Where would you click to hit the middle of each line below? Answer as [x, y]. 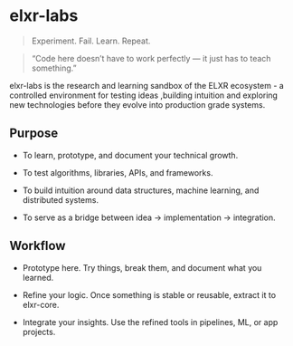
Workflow [38, 246]
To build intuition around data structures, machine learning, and [141, 190]
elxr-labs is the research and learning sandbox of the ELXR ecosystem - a [147, 85]
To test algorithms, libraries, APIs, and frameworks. [118, 172]
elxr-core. [41, 304]
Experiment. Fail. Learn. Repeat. [91, 41]
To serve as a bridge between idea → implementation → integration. [149, 217]
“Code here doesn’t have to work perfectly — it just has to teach [151, 58]
